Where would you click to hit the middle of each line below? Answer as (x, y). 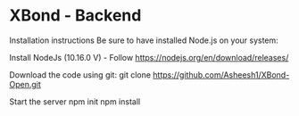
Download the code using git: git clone (80, 75)
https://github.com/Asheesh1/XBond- (221, 75)
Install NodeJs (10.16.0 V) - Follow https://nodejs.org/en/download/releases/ (149, 57)
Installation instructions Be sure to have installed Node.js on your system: (144, 40)
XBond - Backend (75, 16)
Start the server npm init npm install (75, 101)
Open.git (25, 84)
